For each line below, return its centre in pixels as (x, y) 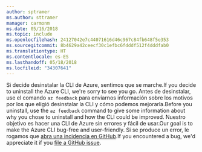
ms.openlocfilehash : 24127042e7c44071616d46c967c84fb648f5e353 (88, 40)
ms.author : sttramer (32, 17)
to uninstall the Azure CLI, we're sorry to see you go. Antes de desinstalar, (99, 92)
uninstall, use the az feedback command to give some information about (96, 111)
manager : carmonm (28, 23)
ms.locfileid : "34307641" (39, 68)
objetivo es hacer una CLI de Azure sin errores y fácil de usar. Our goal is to (100, 124)
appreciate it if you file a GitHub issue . (54, 143)
